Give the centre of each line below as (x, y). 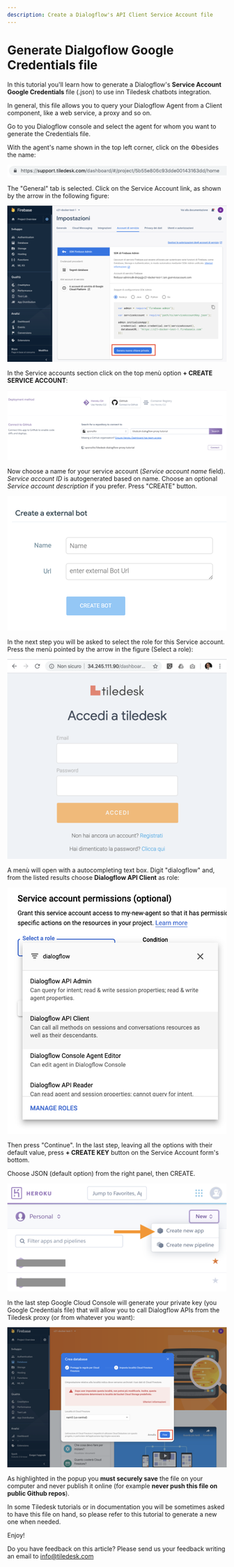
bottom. (18, 1160)
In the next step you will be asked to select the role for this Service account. (116, 642)
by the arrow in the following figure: (58, 196)
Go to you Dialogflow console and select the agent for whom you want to (112, 126)
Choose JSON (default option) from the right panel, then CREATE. (101, 1174)
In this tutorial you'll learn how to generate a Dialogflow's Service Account (114, 84)
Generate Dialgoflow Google (91, 50)
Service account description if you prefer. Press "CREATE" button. (102, 486)
